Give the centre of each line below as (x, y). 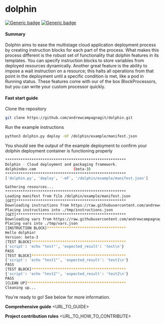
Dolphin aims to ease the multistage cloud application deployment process (81, 45)
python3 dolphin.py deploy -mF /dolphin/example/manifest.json (71, 136)
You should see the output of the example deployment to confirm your (76, 146)
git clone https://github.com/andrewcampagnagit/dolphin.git (69, 118)
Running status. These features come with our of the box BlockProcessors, (81, 82)
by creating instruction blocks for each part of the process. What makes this (82, 50)
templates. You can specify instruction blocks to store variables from (75, 60)
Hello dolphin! (21, 233)
